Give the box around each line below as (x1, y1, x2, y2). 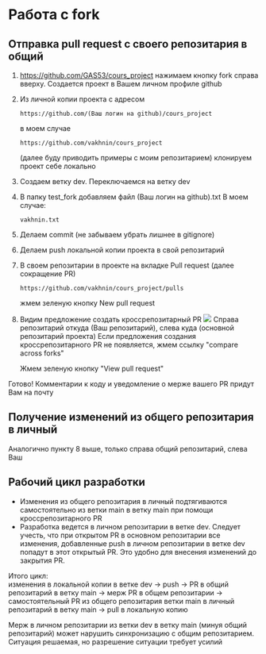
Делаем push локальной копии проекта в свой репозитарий (19, 245, 225, 255)
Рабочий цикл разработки (8, 475, 145, 489)
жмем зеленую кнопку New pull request (19, 298, 156, 307)
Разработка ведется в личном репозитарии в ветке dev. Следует (19, 521, 241, 531)
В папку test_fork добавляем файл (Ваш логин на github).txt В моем (19, 192, 249, 202)
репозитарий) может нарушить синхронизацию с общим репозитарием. (8, 629, 255, 638)
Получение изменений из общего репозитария (8, 410, 254, 424)
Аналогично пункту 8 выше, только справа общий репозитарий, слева (8, 444, 248, 453)
